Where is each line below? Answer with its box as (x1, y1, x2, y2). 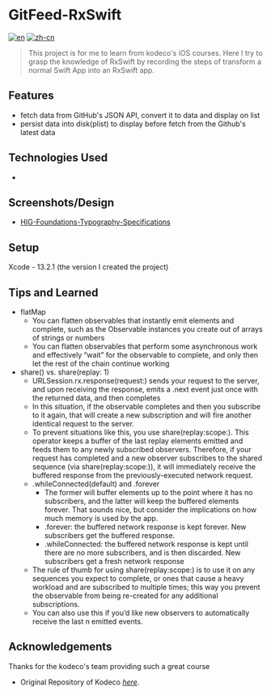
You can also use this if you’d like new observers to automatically (32, 608, 250, 617)
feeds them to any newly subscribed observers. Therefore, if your (32, 445, 252, 454)
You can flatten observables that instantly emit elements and (32, 316, 235, 325)
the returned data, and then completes (32, 393, 161, 402)
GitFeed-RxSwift (8, 6, 122, 24)
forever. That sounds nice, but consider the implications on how (44, 505, 257, 515)
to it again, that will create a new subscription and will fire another (32, 410, 252, 420)
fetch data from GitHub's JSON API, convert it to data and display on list (19, 110, 260, 120)
